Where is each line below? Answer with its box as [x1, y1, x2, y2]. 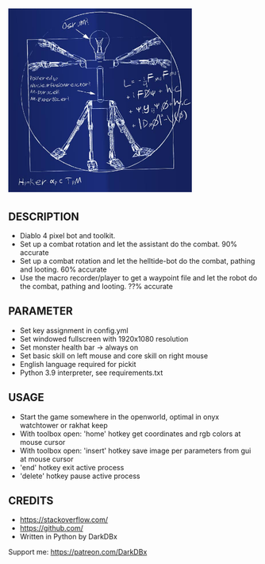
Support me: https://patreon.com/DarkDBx [8, 547, 148, 557]
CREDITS [8, 494, 54, 508]
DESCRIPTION [8, 210, 79, 223]
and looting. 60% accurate [19, 265, 107, 274]
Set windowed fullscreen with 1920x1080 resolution [19, 334, 189, 343]
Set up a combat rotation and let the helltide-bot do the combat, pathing [19, 257, 255, 265]
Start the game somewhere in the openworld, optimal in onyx [19, 411, 220, 421]
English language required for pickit [19, 359, 136, 369]
